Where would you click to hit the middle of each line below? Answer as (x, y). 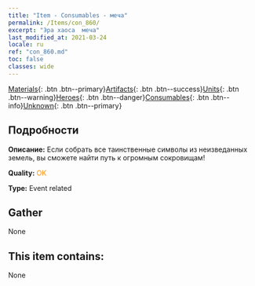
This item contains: (56, 256)
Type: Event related (40, 188)
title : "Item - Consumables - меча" (68, 15)
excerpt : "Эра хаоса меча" (54, 30)
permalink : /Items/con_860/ (54, 23)
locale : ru (26, 45)
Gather (25, 213)
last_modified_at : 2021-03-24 (58, 37)
